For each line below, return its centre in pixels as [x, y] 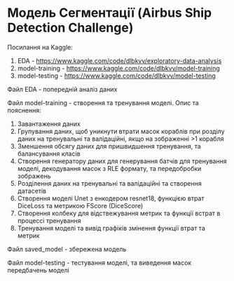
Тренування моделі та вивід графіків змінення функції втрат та [111, 228]
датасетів [32, 191]
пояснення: [25, 110]
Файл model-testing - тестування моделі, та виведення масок [99, 262]
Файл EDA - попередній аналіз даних [62, 89]
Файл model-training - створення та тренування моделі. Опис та [103, 102]
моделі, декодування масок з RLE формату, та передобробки [109, 168]
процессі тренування [49, 220]
